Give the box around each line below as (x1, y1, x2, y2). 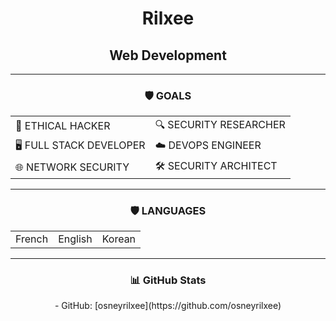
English (58, 232, 93, 246)
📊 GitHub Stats (129, 273, 207, 287)
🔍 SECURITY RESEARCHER (154, 117, 286, 131)
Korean (101, 232, 137, 246)
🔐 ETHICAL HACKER (15, 119, 111, 133)
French (15, 232, 49, 246)
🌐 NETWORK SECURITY (15, 160, 130, 174)
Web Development (109, 47, 227, 64)
